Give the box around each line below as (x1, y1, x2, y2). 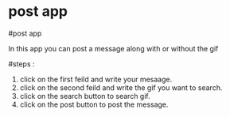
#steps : (8, 58, 35, 69)
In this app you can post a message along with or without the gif (8, 43, 219, 53)
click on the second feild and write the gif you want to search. (19, 82, 223, 92)
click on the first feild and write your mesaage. (19, 74, 173, 84)
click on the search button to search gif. (19, 91, 151, 100)
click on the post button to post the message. (19, 100, 169, 109)
